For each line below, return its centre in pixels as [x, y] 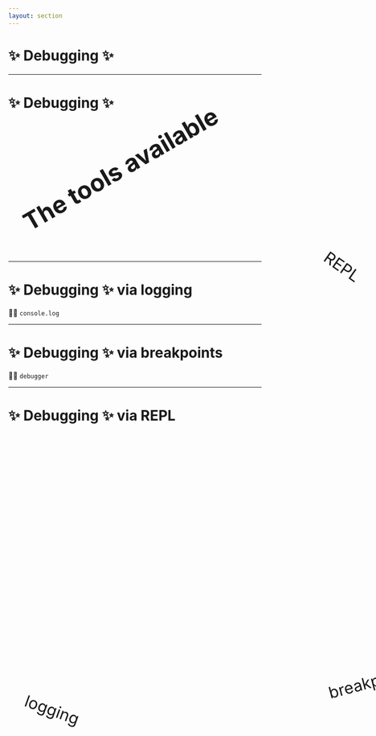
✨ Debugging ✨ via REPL [92, 415]
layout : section [35, 16]
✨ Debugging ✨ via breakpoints [116, 353]
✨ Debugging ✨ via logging [100, 290]
